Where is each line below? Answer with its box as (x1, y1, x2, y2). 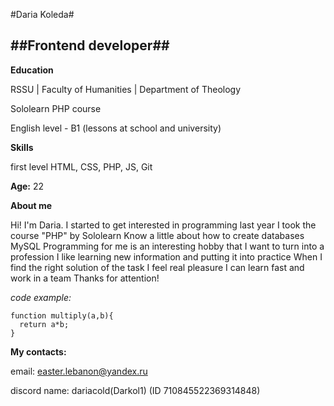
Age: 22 (10, 180, 45, 192)
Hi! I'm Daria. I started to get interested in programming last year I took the (10, 219, 317, 231)
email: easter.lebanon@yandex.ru (10, 365, 148, 377)
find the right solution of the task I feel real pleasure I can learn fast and (10, 261, 305, 273)
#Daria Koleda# (10, 9, 75, 20)
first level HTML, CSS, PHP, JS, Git (10, 160, 153, 173)
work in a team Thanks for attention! (10, 272, 160, 284)
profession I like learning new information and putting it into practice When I (10, 250, 323, 263)
